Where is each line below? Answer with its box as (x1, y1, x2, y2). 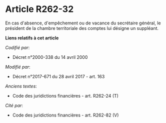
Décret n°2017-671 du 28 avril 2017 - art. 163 (12, 73, 105, 79)
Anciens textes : (5, 83, 37, 89)
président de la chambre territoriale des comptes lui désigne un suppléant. (5, 25, 159, 31)
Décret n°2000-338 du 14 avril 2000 (12, 54, 88, 60)
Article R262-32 (5, 3, 74, 15)
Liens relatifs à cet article (5, 35, 59, 41)
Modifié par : (5, 64, 31, 70)
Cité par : (5, 102, 23, 108)
